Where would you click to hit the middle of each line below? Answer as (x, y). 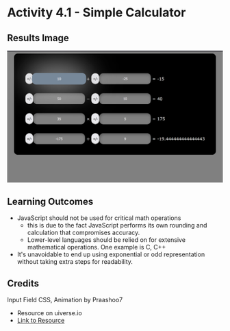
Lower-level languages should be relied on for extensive (106, 240)
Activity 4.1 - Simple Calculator (97, 13)
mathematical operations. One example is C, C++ (97, 247)
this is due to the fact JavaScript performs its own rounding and (117, 225)
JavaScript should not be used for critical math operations (99, 218)
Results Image (38, 38)
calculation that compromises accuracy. (84, 233)
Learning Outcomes (50, 201)
